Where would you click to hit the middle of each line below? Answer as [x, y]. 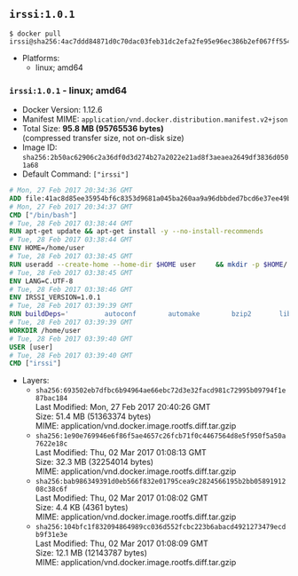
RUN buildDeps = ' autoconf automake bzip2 [130, 314]
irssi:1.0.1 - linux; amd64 [68, 91]
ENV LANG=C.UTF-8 [41, 281]
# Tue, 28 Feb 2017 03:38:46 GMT [71, 289]
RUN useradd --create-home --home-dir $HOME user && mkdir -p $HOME [146, 264]
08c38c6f [51, 489]
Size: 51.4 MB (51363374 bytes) [93, 416]
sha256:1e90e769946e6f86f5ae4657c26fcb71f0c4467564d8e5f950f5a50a [161, 436]
